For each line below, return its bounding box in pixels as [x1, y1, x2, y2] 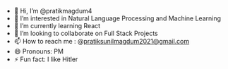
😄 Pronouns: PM [13, 47, 64, 56]
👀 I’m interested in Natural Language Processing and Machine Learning [13, 14, 221, 23]
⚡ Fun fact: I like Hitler [13, 55, 78, 63]
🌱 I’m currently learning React [13, 22, 101, 30]
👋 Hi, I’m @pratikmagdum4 [13, 7, 92, 15]
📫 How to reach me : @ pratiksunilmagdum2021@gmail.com [13, 37, 190, 45]
